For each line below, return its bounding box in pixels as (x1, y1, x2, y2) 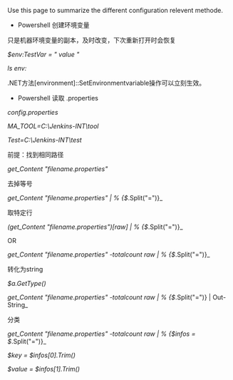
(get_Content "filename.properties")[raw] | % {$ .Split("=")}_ (7, 222, 183, 231)
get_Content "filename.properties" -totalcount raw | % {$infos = (7, 329, 196, 338)
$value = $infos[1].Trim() (7, 365, 81, 373)
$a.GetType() (7, 279, 46, 287)
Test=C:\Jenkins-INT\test (7, 135, 82, 144)
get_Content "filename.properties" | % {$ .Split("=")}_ (7, 194, 163, 202)
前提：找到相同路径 (7, 150, 64, 159)
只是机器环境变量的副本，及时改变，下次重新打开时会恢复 (7, 36, 176, 44)
